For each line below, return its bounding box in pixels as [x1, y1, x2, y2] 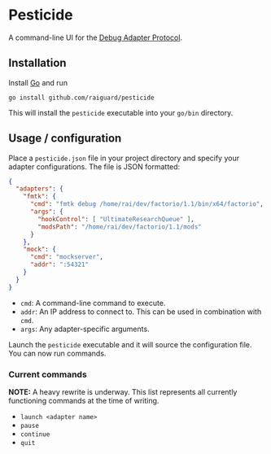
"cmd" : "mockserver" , [29, 253, 104, 261]
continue [20, 430, 50, 439]
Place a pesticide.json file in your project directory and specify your [8, 153, 240, 163]
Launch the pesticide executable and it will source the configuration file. [8, 339, 252, 349]
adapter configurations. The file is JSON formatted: [8, 161, 181, 172]
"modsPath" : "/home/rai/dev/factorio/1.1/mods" [37, 222, 202, 231]
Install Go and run [8, 77, 68, 87]
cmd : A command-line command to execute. [20, 298, 166, 308]
